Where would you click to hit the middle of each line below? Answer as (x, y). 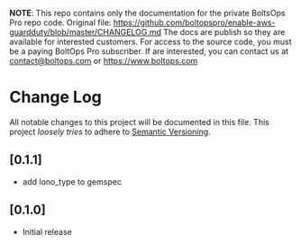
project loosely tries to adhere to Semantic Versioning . (110, 131)
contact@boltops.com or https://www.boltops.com (104, 61)
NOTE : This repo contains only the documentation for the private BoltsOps (147, 13)
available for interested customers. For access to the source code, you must (150, 41)
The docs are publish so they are (224, 32)
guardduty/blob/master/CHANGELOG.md (86, 32)
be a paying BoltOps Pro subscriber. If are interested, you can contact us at (149, 51)
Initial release (47, 231)
